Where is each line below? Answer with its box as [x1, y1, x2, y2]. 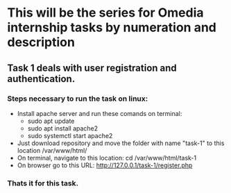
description [7, 35, 75, 50]
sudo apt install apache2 [27, 124, 99, 133]
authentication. [7, 73, 76, 85]
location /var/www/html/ [17, 146, 87, 154]
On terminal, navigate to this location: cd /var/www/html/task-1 [17, 153, 196, 162]
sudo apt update [27, 117, 75, 125]
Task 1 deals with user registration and [7, 62, 177, 74]
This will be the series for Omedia [7, 5, 204, 21]
